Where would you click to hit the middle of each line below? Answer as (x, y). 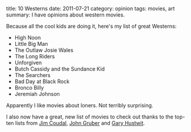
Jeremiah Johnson (37, 94)
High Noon (28, 37)
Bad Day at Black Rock (42, 81)
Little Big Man (31, 44)
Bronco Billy (29, 88)
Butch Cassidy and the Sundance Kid (60, 69)
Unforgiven (28, 62)
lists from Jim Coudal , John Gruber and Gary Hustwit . (80, 123)
